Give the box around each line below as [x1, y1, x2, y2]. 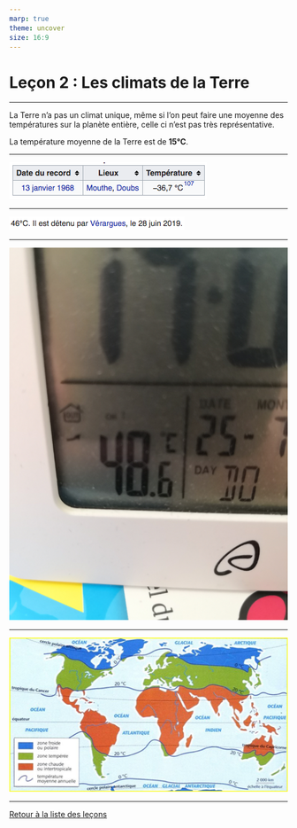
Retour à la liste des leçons [9, 809, 108, 820]
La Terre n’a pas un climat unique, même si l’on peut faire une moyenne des [9, 110, 285, 121]
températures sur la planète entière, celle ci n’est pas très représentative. [9, 120, 276, 130]
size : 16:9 [9, 33, 49, 42]
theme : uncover [9, 23, 65, 33]
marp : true [9, 14, 49, 23]
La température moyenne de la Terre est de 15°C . [9, 137, 188, 147]
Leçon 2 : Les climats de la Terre [9, 72, 250, 92]
